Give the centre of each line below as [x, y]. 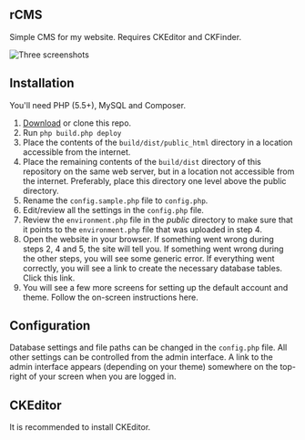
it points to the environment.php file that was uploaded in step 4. [142, 229]
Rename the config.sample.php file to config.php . [115, 200]
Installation [42, 83]
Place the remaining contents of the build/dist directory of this [142, 161]
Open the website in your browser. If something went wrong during [148, 239]
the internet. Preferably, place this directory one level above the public [154, 180]
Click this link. [49, 278]
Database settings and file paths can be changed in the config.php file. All [148, 348]
